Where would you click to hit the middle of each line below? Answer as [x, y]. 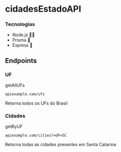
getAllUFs [15, 85]
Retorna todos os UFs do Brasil [36, 103]
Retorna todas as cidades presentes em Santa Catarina [61, 145]
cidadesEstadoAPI [43, 9]
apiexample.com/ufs [25, 94]
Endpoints [21, 60]
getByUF [14, 127]
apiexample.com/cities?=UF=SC [36, 135]
